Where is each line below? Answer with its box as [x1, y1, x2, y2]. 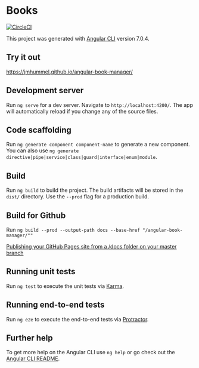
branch [6, 249, 24, 256]
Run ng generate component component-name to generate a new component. [6, 141, 191, 148]
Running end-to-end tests [6, 300, 105, 310]
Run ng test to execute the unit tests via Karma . [6, 282, 124, 290]
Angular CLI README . [6, 355, 60, 362]
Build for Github [6, 210, 66, 220]
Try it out [6, 52, 41, 63]
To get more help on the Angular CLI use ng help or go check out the [6, 349, 175, 356]
